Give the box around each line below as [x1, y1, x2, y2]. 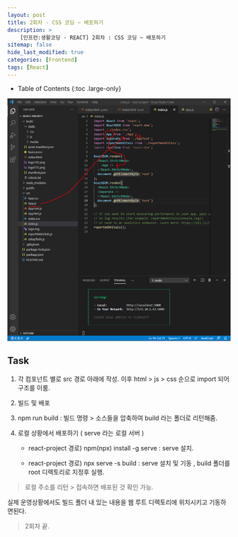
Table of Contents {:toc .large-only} [17, 84, 122, 92]
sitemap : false [7, 41, 52, 49]
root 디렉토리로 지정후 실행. [28, 467, 105, 476]
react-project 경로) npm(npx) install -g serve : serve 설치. [28, 443, 194, 452]
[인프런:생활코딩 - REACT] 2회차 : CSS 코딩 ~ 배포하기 [20, 34, 166, 41]
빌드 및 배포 [17, 398, 51, 407]
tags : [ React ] [7, 64, 50, 71]
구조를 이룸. [17, 383, 51, 392]
